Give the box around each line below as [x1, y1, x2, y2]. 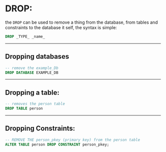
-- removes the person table [5, 102, 65, 107]
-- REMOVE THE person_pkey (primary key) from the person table [5, 137, 140, 142]
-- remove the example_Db [5, 65, 58, 71]
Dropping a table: [5, 88, 60, 97]
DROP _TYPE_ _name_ [5, 34, 45, 39]
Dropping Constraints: [5, 124, 76, 133]
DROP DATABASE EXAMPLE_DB [5, 70, 58, 75]
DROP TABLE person [5, 106, 43, 111]
